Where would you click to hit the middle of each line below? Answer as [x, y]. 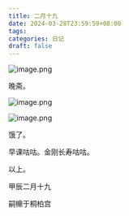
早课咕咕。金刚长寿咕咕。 [51, 152]
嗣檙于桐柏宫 [30, 204]
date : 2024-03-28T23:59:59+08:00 [65, 24]
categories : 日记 [37, 39]
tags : [17, 31]
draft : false [30, 46]
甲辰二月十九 [30, 187]
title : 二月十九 [33, 16]
